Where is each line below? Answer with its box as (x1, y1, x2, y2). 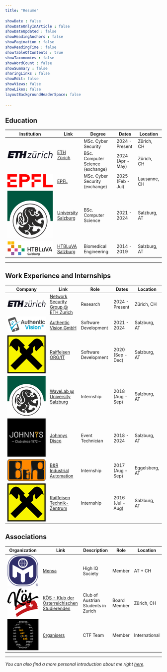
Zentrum (49, 505, 68, 511)
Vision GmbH (49, 325, 77, 331)
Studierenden (43, 605, 71, 611)
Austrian (83, 597, 100, 603)
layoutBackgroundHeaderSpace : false (5, 92, 81, 97)
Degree (90, 131, 106, 137)
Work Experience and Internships (5, 271, 111, 280)
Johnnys (49, 433, 68, 439)
